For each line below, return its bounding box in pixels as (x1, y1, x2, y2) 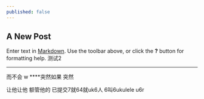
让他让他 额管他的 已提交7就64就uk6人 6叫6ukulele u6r (6, 86, 144, 94)
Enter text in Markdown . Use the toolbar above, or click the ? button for (6, 47, 184, 55)
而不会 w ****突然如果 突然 (6, 73, 74, 81)
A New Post (6, 32, 52, 42)
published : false (6, 9, 50, 15)
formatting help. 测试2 (6, 55, 62, 62)
